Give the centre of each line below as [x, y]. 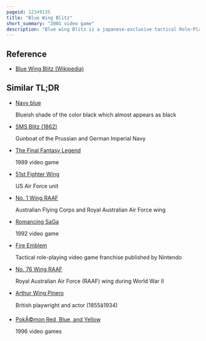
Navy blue [28, 102]
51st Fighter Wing [37, 174]
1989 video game [37, 162]
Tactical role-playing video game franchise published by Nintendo [98, 257]
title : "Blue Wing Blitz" [39, 18]
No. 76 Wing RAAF [39, 269]
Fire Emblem [31, 245]
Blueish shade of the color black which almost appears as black [96, 115]
